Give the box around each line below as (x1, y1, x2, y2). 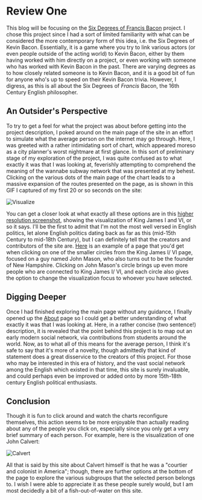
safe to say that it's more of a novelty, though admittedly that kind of (6, 346, 176, 354)
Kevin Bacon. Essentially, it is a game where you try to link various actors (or (6, 44, 196, 51)
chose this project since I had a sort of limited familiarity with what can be (6, 30, 190, 38)
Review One (6, 4, 68, 18)
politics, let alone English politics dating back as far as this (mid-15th (6, 229, 176, 237)
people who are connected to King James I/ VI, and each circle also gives (6, 268, 189, 275)
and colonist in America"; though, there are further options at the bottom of (6, 468, 193, 475)
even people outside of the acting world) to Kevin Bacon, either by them (6, 50, 185, 57)
